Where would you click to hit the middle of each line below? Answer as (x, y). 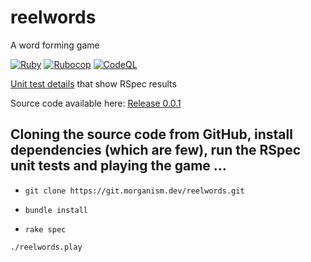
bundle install (56, 210)
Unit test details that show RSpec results (93, 83)
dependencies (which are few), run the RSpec (156, 150)
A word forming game (55, 45)
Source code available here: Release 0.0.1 (96, 103)
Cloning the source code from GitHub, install (151, 134)
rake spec (45, 229)
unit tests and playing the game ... (118, 166)
